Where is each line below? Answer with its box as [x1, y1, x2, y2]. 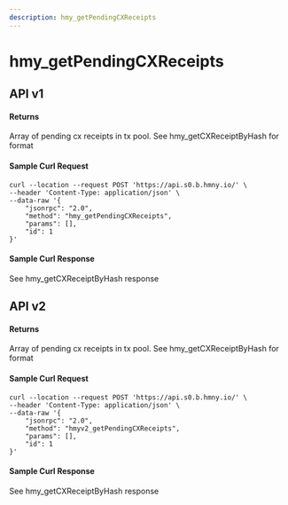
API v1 [9, 86, 44, 102]
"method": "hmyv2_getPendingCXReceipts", [25, 423, 180, 433]
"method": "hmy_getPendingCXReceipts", [25, 211, 173, 220]
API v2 [9, 299, 46, 314]
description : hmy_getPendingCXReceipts [9, 12, 157, 22]
